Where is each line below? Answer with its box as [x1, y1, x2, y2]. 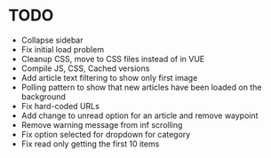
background [20, 91, 66, 102]
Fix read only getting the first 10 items [20, 138, 160, 149]
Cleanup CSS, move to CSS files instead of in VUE [20, 53, 205, 64]
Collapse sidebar [20, 35, 84, 45]
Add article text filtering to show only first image [20, 72, 198, 83]
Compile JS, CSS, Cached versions [20, 63, 150, 74]
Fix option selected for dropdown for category [20, 129, 191, 139]
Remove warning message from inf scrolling [20, 119, 183, 130]
